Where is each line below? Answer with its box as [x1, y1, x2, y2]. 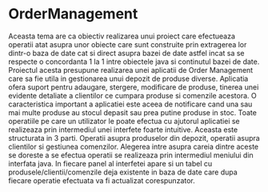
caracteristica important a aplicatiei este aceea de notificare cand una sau [8, 99, 253, 109]
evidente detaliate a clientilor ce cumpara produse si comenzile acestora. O [8, 90, 258, 100]
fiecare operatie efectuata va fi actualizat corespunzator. [8, 175, 196, 185]
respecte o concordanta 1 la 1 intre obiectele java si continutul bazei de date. [8, 57, 260, 66]
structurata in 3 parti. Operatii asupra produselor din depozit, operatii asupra [8, 133, 260, 142]
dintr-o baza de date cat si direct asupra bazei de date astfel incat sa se [8, 48, 246, 58]
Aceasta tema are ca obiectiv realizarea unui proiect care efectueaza [8, 31, 236, 41]
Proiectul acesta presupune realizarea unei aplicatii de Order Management [8, 65, 254, 74]
